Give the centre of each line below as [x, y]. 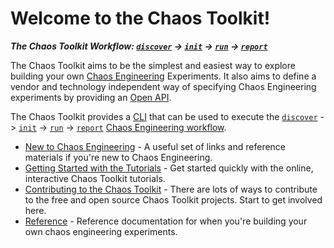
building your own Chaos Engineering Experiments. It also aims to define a [163, 76]
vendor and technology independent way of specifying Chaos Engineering [163, 86]
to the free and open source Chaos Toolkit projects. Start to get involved [173, 199]
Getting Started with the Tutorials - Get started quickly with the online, [169, 168]
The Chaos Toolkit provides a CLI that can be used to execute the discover [164, 116]
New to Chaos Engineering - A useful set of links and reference [155, 146]
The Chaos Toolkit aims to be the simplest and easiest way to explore [153, 65]
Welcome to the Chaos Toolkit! [140, 18]
